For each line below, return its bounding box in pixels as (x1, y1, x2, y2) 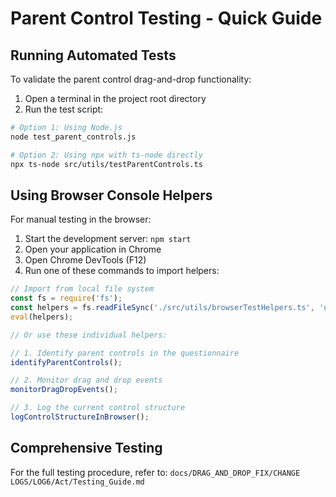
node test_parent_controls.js (10, 132, 137, 142)
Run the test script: (24, 103, 104, 115)
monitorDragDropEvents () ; (10, 385, 118, 395)
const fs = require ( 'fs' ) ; (10, 293, 123, 304)
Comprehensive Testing (10, 440, 163, 457)
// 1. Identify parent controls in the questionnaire (10, 348, 240, 358)
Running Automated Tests (10, 47, 177, 64)
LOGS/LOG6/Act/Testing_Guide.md (10, 477, 145, 487)
